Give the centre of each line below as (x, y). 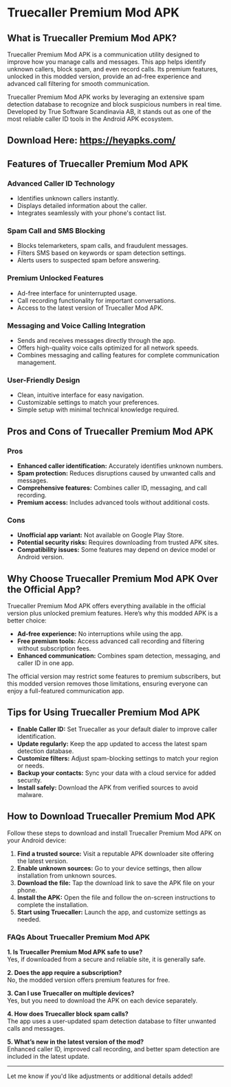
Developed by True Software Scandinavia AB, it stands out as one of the (109, 112)
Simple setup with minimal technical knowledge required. (98, 410)
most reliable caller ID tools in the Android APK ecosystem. (90, 119)
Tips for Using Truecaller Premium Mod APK (104, 713)
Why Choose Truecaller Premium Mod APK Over (113, 579)
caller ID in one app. (45, 663)
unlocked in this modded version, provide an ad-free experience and (104, 76)
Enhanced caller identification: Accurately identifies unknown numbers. (120, 466)
